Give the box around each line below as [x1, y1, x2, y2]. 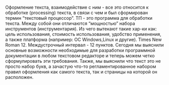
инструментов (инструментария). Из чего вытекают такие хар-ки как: [5, 26, 157, 32]
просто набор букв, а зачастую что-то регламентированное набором [5, 63, 156, 69]
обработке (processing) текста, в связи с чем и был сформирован [5, 10, 148, 16]
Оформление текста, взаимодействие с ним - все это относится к [5, 5, 149, 10]
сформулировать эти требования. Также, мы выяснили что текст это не [5, 58, 161, 64]
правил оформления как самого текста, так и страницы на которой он [5, 69, 158, 75]
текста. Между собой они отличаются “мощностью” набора [5, 20, 136, 26]
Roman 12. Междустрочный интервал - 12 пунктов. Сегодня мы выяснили [5, 42, 164, 48]
